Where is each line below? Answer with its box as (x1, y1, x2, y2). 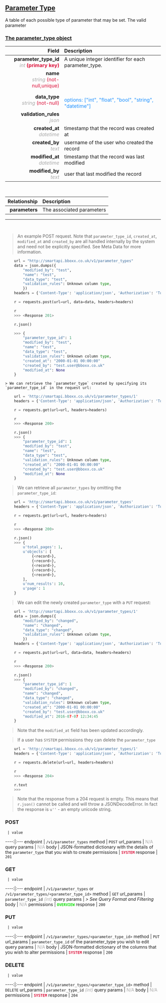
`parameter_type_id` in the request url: (5, 385, 92, 391)
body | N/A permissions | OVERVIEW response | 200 (5, 901, 106, 908)
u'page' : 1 (23, 586, 45, 591)
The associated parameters (42, 206, 106, 213)
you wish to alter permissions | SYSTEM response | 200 (5, 949, 113, 955)
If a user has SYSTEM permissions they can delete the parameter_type (17, 737, 156, 743)
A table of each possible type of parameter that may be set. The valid (5, 17, 147, 23)
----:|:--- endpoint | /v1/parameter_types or (5, 886, 94, 892)
